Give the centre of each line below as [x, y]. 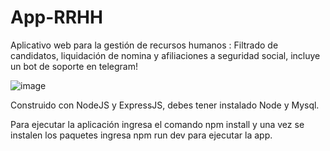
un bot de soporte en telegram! [74, 66]
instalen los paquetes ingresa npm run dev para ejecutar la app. [141, 135]
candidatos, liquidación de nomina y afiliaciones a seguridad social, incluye [165, 55]
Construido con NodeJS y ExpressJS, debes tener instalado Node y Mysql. [165, 105]
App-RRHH [56, 17]
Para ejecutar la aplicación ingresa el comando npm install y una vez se [157, 124]
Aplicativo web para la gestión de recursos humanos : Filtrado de [144, 45]
